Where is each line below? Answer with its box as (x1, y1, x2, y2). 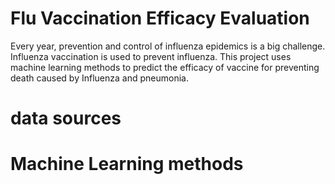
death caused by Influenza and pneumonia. (10, 72, 189, 84)
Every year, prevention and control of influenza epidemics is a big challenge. (10, 40, 326, 52)
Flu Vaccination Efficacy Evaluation (10, 7, 310, 30)
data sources (10, 107, 122, 130)
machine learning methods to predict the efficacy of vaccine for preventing (10, 61, 320, 73)
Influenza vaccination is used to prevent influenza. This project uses (10, 50, 292, 62)
